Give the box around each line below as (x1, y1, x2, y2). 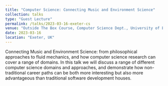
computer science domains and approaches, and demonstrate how (5, 64, 143, 70)
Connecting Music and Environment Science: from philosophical (5, 48, 137, 55)
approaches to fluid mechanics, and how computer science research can (5, 54, 156, 60)
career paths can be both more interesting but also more (26, 70, 143, 76)
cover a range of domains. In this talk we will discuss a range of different (5, 59, 155, 65)
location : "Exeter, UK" (5, 35, 55, 40)
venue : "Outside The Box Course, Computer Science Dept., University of (5, 26, 160, 31)
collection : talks (5, 12, 43, 17)
